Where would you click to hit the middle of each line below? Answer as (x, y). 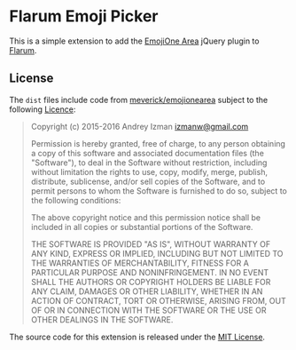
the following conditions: (76, 200)
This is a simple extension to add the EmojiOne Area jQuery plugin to (134, 41)
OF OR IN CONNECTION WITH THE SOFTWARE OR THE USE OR (148, 310)
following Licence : (43, 109)
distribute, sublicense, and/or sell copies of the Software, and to (148, 181)
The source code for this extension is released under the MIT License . (137, 337)
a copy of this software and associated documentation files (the (147, 153)
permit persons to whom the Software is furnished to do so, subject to (159, 191)
